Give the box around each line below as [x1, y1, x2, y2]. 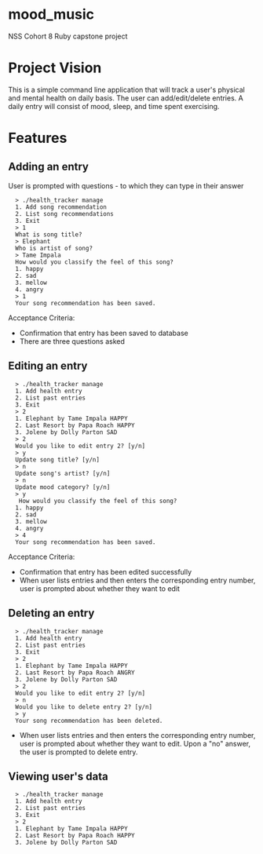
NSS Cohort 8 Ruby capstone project [8, 31, 128, 41]
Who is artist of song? [15, 244, 93, 252]
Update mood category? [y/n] [15, 483, 111, 491]
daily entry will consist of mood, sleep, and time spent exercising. [8, 101, 220, 111]
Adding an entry [8, 160, 89, 173]
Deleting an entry [8, 607, 95, 620]
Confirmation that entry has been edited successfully [19, 567, 192, 576]
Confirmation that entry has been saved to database [19, 328, 188, 338]
